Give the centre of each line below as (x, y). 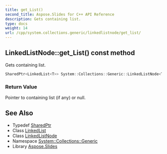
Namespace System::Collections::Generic (55, 141)
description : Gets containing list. (43, 19)
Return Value (21, 86)
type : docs (16, 24)
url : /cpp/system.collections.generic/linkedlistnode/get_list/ (73, 33)
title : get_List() (24, 10)
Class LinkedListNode (35, 136)
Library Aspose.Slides (35, 146)
